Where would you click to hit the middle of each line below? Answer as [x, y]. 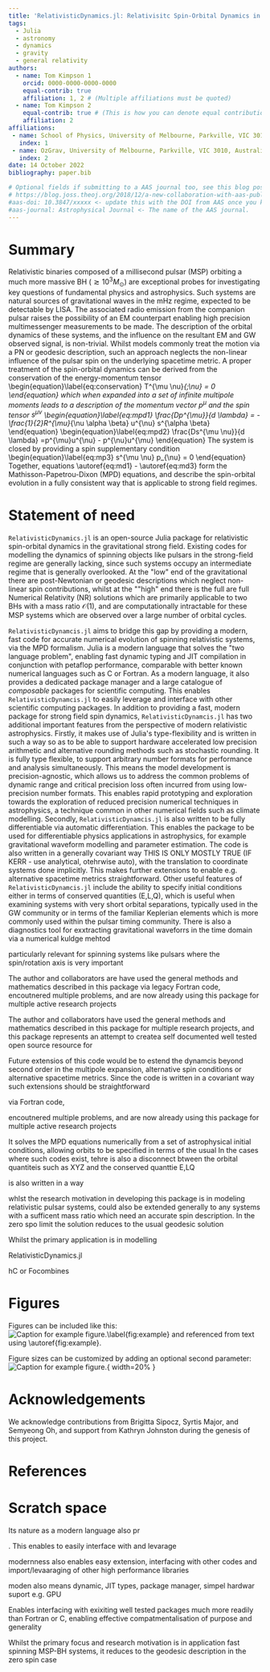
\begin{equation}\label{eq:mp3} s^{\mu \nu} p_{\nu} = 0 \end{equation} [127, 457]
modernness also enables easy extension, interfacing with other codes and [133, 1562]
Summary [41, 249]
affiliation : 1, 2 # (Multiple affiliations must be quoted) [127, 98]
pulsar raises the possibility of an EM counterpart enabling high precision [129, 318]
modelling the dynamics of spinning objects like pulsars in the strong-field [131, 555]
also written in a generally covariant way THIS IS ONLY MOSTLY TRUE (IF [130, 853]
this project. [28, 1439]
